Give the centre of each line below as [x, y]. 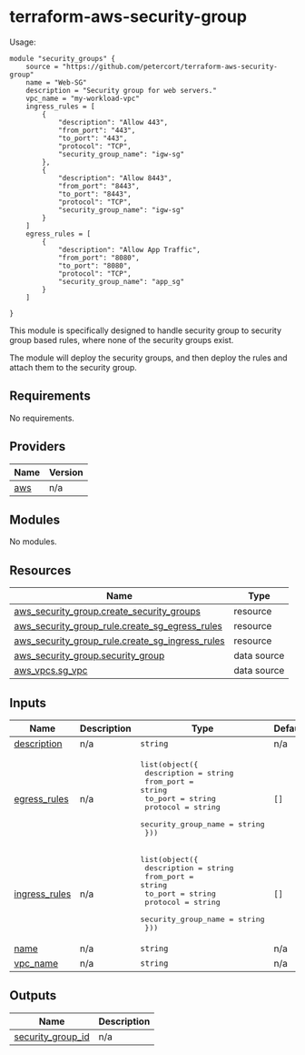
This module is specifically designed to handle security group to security [145, 330]
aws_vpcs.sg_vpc [51, 671]
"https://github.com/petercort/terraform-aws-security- [170, 66]
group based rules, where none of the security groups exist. [122, 340]
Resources [40, 570]
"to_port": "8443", [94, 194]
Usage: [23, 42]
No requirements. [42, 418]
